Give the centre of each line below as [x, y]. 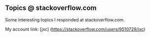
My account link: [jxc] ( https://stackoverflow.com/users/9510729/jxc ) [75, 29]
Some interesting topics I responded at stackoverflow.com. [65, 19]
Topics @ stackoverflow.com [51, 8]
